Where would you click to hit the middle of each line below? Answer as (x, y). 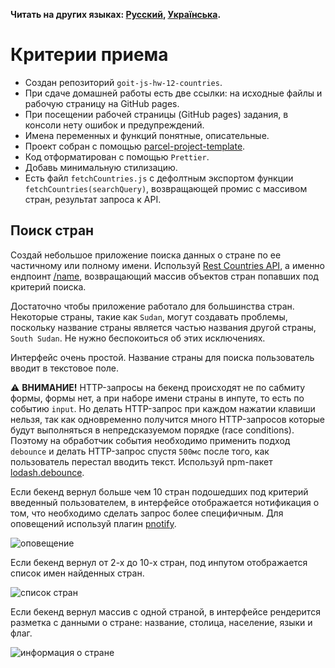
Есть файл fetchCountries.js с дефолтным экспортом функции (159, 178)
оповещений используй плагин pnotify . (93, 523)
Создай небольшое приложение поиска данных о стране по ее (146, 255)
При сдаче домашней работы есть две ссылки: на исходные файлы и (173, 93)
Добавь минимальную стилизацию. (101, 167)
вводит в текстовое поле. (65, 368)
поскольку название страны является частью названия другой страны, (163, 327)
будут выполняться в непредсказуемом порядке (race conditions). (152, 430)
